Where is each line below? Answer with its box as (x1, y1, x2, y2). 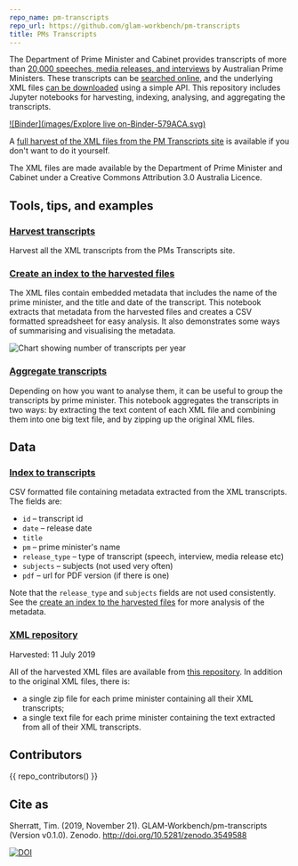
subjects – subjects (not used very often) (21, 561, 173, 572)
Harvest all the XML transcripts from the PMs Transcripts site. (9, 245, 236, 256)
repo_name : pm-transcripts (9, 12, 109, 22)
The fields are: (9, 496, 62, 507)
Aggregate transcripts (9, 365, 108, 377)
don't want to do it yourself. (9, 145, 110, 156)
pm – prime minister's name (21, 541, 121, 553)
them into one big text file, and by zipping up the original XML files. (9, 414, 255, 425)
